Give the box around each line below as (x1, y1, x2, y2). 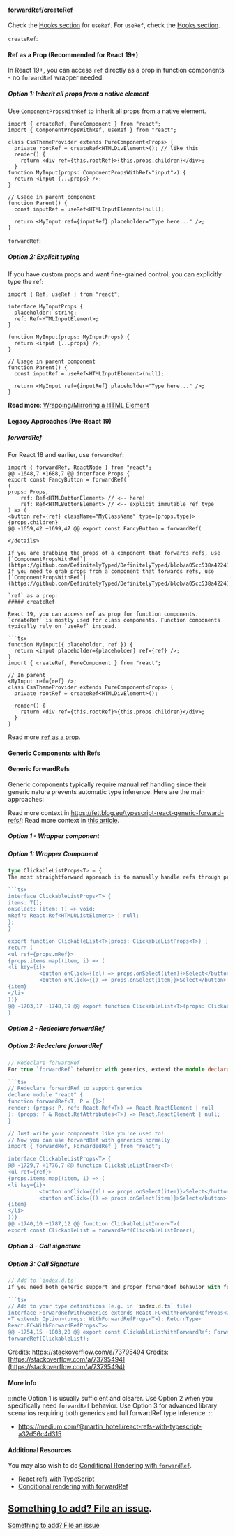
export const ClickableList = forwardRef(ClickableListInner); (8, 1227, 196, 1234)
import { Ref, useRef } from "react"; (8, 291, 121, 298)
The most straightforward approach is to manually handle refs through (8, 873, 220, 881)
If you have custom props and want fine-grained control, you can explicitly (8, 270, 222, 278)
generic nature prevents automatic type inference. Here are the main (8, 787, 205, 796)
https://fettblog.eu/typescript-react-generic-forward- (70, 808, 225, 817)
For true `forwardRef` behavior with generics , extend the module (8, 1066, 205, 1073)
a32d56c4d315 (17, 1430, 62, 1438)
